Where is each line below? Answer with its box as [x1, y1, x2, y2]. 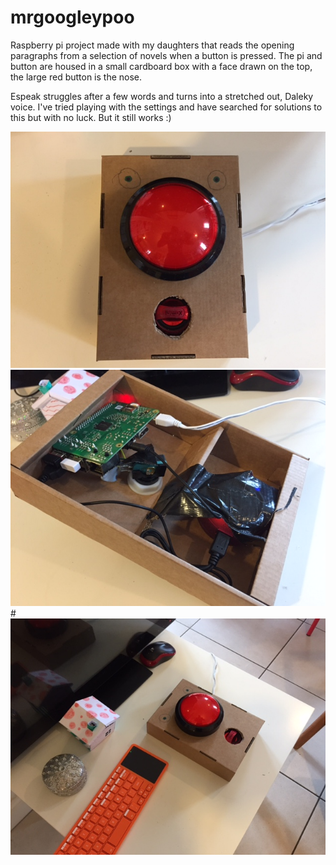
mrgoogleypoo [10, 6, 135, 29]
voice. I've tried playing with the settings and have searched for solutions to [10, 101, 323, 113]
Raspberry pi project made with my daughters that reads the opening [10, 39, 295, 51]
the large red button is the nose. [10, 71, 143, 83]
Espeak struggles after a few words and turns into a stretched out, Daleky [10, 90, 314, 102]
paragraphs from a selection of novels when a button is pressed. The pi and [10, 49, 323, 61]
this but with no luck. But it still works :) [10, 111, 172, 123]
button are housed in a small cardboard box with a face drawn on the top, [10, 60, 313, 72]
